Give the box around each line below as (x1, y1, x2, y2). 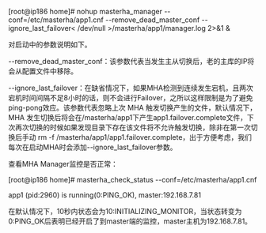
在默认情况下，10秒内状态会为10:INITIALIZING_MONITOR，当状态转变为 (8, 207, 242, 216)
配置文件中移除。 (21, 66, 78, 76)
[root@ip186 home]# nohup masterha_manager (8, 7, 162, 16)
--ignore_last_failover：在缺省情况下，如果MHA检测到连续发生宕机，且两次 (8, 83, 253, 92)
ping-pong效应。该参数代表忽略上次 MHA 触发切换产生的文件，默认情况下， (8, 103, 257, 112)
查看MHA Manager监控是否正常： (8, 160, 119, 168)
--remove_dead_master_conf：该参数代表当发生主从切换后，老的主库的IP (8, 57, 248, 66)
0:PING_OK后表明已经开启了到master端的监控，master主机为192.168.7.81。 (8, 216, 252, 226)
